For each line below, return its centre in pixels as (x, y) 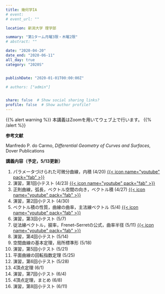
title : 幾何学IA (21, 10)
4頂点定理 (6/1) (28, 268)
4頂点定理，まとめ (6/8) (38, 280)
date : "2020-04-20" (26, 51)
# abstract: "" (21, 42)
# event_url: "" (22, 19)
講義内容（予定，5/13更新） (34, 161)
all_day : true (20, 60)
